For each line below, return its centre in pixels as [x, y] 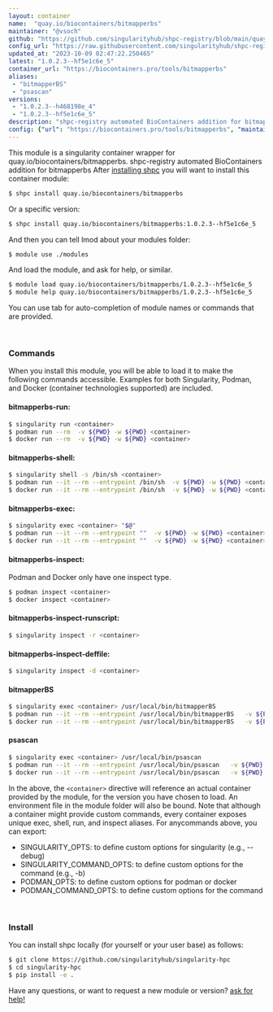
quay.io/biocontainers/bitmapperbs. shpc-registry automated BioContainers [135, 161]
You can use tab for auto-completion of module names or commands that [131, 308]
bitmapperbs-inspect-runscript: [64, 618]
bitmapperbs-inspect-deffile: [59, 654]
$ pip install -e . [41, 975]
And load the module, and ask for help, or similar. [91, 270]
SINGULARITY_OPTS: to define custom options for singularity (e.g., [132, 847]
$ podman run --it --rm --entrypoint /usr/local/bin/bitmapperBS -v [130, 714]
